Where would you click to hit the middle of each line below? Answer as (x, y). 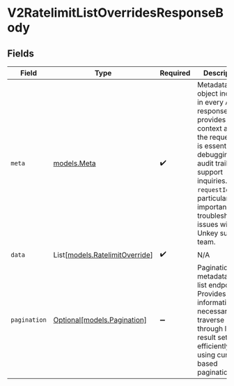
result (206, 337)
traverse (211, 320)
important (213, 207)
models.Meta (75, 163)
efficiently (213, 346)
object (208, 94)
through (210, 328)
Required (175, 73)
